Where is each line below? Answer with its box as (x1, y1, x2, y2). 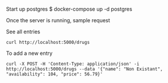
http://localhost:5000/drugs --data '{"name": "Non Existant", (6, 66, 163, 72)
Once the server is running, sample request (6, 17, 110, 23)
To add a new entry (6, 50, 52, 57)
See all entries (6, 28, 41, 35)
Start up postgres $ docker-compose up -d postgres (6, 6, 132, 12)
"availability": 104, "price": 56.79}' (6, 71, 103, 77)
